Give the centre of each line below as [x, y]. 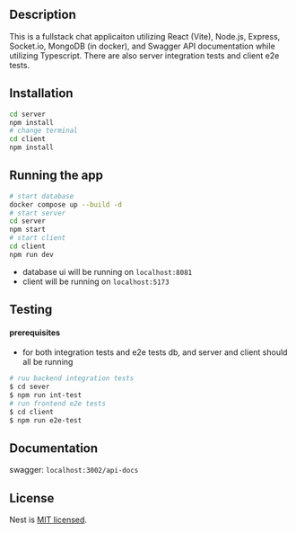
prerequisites [35, 333]
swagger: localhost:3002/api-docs [74, 470]
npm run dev [31, 254]
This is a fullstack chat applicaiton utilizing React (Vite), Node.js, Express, [145, 36]
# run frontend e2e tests [57, 404]
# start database [42, 196]
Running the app [56, 176]
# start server [38, 213]
